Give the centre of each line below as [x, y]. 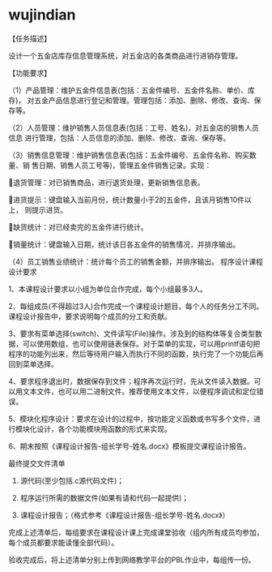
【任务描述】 [30, 38]
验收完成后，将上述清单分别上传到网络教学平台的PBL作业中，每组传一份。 [132, 559]
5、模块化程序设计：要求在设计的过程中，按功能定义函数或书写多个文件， [131, 419]
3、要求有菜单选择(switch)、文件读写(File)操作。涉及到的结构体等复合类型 [132, 333]
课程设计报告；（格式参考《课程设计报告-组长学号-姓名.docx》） [125, 515]
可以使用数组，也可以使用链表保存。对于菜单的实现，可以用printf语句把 [141, 343]
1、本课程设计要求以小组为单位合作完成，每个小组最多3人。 [108, 289]
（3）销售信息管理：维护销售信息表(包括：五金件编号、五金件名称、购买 [129, 155]
